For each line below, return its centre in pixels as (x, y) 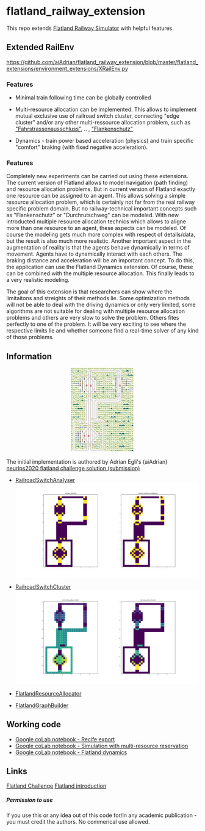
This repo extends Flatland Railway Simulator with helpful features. (90, 28)
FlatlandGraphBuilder (42, 705)
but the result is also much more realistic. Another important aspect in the (99, 241)
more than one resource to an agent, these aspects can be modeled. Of (96, 228)
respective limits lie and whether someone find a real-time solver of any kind (103, 331)
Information (29, 356)
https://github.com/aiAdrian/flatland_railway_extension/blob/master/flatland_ (103, 62)
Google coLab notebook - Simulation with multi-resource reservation (102, 746)
